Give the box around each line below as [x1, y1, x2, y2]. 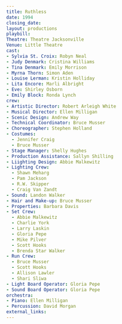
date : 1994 [6, 14, 33, 20]
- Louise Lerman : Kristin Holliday [6, 75, 95, 81]
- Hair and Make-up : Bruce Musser [6, 198, 93, 204]
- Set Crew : [6, 209, 36, 215]
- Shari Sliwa [11, 276, 47, 282]
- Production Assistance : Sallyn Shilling [6, 153, 114, 159]
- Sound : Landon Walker [6, 192, 66, 198]
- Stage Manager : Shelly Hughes [6, 148, 87, 154]
